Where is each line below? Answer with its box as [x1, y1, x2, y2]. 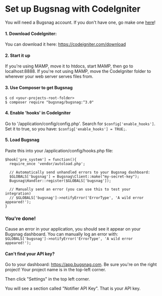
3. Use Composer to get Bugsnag [5, 84, 73, 90]
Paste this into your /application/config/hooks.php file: [5, 148, 114, 153]
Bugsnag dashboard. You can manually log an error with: [5, 231, 118, 237]
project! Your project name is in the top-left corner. [5, 267, 106, 273]
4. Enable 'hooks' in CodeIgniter [5, 110, 71, 116]
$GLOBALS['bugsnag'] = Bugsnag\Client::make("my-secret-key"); [9, 174, 139, 179]
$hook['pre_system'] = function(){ [5, 157, 77, 162]
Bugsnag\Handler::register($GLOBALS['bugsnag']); [9, 178, 111, 183]
